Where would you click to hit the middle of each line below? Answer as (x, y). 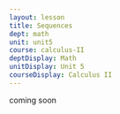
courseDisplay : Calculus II (61, 75)
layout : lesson (37, 17)
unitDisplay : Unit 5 (47, 67)
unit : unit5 (31, 42)
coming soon (33, 100)
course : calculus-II (47, 50)
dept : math (29, 34)
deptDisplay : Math (43, 58)
